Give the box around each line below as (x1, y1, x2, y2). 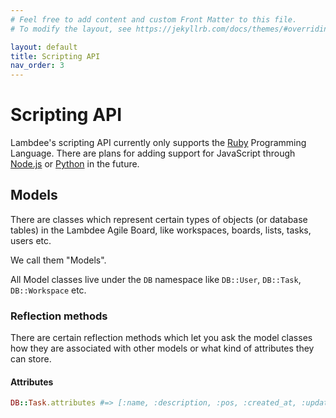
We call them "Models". (10, 254, 107, 266)
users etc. (10, 234, 52, 246)
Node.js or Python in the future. (10, 158, 140, 170)
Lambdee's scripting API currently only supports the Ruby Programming (10, 137, 307, 149)
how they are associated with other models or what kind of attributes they (10, 342, 315, 355)
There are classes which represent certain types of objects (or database (10, 213, 308, 225)
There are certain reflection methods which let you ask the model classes (10, 332, 313, 344)
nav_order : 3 (10, 61, 65, 71)
